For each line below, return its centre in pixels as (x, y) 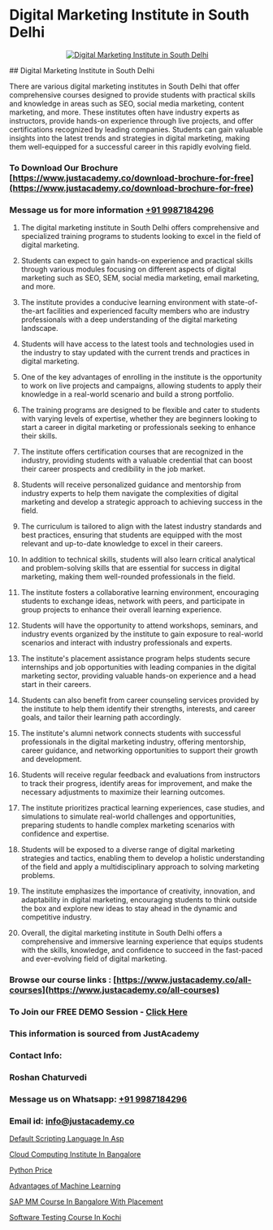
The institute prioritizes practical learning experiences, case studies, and (143, 808)
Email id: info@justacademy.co (72, 1121)
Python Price (31, 1170)
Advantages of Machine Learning (65, 1185)
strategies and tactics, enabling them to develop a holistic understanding (143, 858)
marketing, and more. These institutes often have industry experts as (125, 112)
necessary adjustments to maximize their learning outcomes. (123, 792)
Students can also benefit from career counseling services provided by (140, 700)
